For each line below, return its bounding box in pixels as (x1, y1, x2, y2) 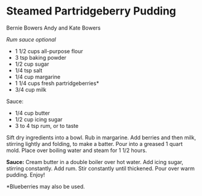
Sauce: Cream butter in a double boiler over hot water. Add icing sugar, (6, 158, 184, 165)
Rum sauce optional (6, 36, 56, 43)
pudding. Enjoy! (6, 171, 45, 179)
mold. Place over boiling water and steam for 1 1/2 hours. (6, 147, 147, 154)
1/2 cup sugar (14, 60, 49, 68)
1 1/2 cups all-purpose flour (14, 47, 83, 55)
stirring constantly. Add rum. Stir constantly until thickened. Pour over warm (6, 165, 195, 172)
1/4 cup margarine (14, 73, 61, 80)
